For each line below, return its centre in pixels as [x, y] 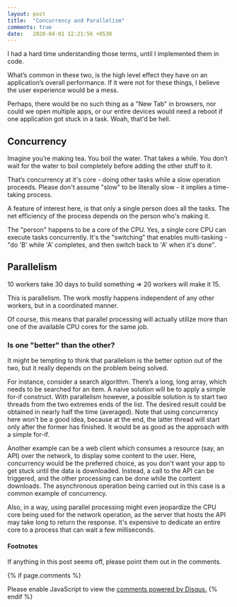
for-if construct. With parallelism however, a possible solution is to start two [117, 397]
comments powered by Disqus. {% [167, 589]
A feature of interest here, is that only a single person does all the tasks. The [118, 208]
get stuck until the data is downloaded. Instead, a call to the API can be [111, 471]
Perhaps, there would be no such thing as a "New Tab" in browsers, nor [112, 104]
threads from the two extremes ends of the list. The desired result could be [117, 404]
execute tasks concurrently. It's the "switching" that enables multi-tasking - [117, 238]
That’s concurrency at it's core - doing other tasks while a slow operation [114, 180]
